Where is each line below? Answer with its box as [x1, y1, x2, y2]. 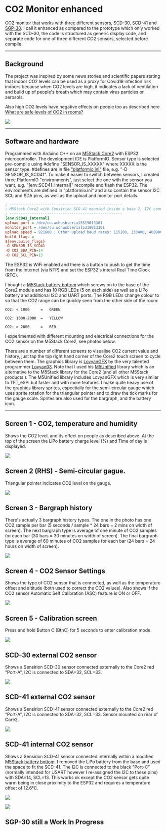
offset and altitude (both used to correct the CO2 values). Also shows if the [5, 585, 158, 591]
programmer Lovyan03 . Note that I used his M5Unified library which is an [5, 364, 155, 370]
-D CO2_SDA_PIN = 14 [5, 248, 43, 253]
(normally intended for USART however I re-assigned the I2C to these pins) [5, 769, 158, 775]
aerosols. [5, 94, 24, 100]
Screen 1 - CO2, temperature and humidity [5, 419, 138, 428]
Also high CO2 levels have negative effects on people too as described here [5, 104, 160, 109]
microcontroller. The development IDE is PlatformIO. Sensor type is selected [5, 156, 160, 161]
